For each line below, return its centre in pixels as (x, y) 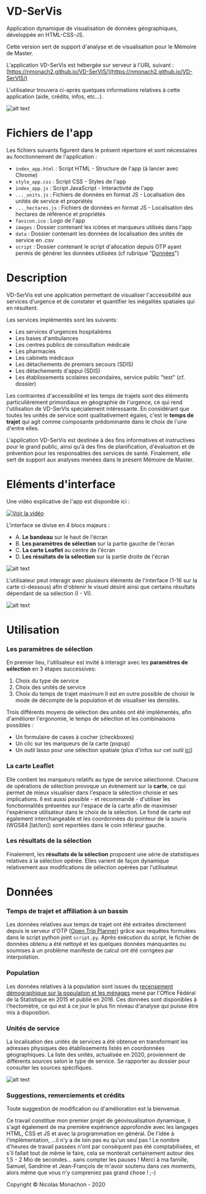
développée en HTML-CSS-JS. (45, 34)
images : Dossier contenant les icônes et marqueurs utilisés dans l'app (103, 227)
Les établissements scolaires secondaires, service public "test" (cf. (100, 377)
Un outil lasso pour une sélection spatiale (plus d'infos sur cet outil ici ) (104, 750)
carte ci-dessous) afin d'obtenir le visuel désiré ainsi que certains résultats (101, 587)
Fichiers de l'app (50, 133)
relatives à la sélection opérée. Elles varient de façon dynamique (88, 861)
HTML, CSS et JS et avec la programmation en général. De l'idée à (90, 1134)
